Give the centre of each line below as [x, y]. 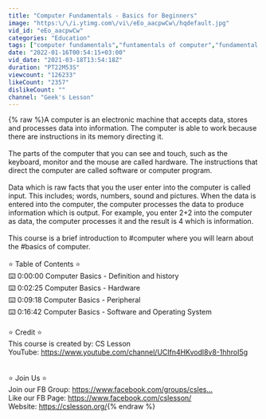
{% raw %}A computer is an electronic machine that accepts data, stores [128, 119]
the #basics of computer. [49, 247]
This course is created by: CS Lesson [70, 344]
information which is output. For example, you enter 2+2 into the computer [130, 213]
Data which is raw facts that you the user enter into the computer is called [129, 187]
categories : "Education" [49, 38]
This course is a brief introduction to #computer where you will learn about [131, 238]
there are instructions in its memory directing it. [86, 137]
